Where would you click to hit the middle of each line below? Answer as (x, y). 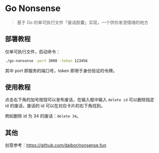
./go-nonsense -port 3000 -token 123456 (47, 61)
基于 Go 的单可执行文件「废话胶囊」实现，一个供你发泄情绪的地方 (83, 22)
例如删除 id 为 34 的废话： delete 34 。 (43, 116)
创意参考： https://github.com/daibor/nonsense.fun (56, 145)
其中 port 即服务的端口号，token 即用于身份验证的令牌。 (61, 70)
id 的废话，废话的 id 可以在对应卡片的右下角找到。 (55, 106)
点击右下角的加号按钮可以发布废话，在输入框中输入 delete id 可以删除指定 (80, 100)
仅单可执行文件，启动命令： (33, 52)
